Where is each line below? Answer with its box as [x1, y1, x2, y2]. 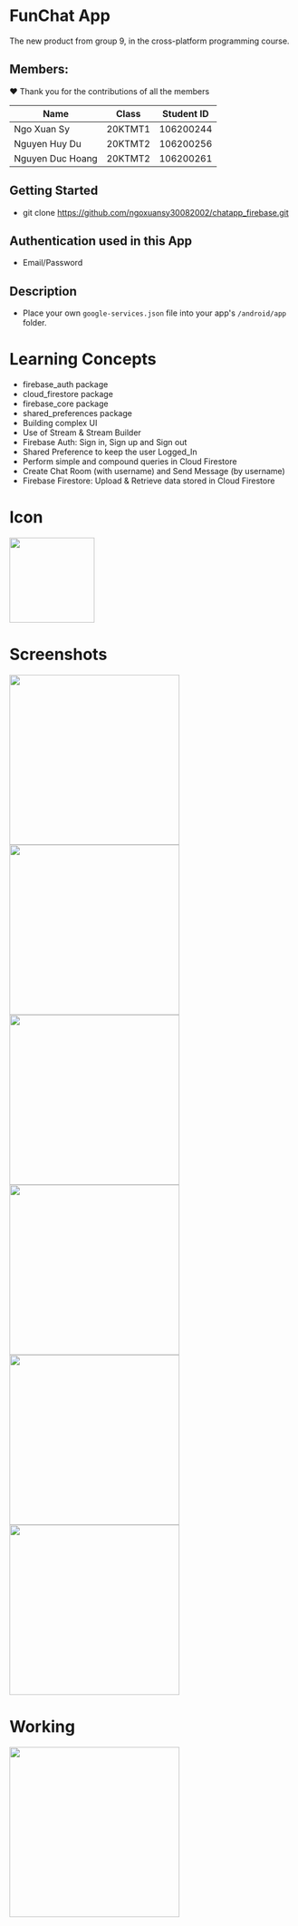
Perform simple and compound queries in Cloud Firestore [22, 456, 237, 467]
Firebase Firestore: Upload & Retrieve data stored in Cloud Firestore [22, 475, 275, 486]
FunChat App [9, 5, 111, 26]
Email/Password [22, 258, 83, 268]
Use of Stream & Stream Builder [22, 427, 142, 438]
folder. [22, 317, 47, 328]
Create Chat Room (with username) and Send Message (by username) [22, 466, 285, 477]
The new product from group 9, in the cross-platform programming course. [9, 35, 290, 46]
